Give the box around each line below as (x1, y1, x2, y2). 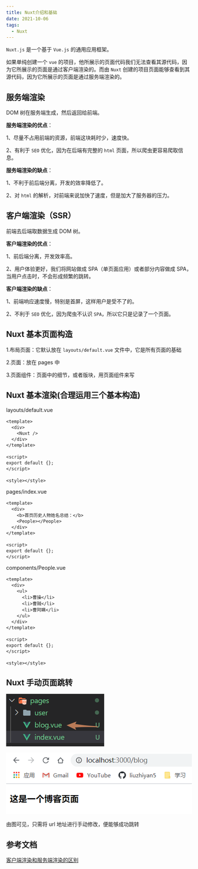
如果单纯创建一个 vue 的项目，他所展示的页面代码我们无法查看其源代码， (6, 59, 183, 66)
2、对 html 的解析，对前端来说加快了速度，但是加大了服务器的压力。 (6, 192, 173, 199)
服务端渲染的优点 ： (6, 122, 53, 129)
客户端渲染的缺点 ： (6, 285, 53, 292)
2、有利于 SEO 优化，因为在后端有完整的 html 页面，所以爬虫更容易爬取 (6, 147, 179, 154)
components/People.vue (6, 564, 66, 571)
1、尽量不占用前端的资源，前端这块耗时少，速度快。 (6, 134, 133, 141)
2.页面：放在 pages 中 (6, 358, 60, 366)
